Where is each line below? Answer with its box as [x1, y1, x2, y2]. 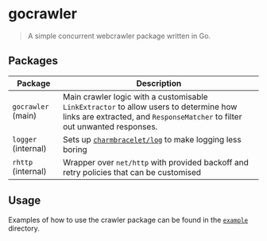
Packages [8, 54, 58, 68]
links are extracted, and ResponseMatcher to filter [62, 111, 242, 122]
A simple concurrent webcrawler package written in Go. [27, 31, 211, 41]
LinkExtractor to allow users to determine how [62, 101, 238, 112]
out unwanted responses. [62, 121, 158, 132]
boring [62, 144, 87, 155]
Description [136, 77, 182, 88]
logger [12, 134, 37, 144]
